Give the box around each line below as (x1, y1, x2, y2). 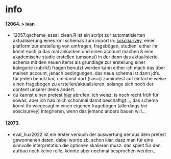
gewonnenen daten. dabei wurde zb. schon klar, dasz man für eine (12, 137, 153, 143)
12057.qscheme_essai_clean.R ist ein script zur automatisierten (12, 32, 145, 38)
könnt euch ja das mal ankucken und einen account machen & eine (12, 49, 154, 55)
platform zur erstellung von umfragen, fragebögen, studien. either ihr (12, 43, 158, 49)
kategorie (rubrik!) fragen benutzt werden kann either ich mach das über (12, 65, 166, 71)
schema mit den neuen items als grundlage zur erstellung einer (12, 59, 145, 65)
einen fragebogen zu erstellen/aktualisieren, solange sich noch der (12, 81, 154, 87)
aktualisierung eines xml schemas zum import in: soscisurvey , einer (12, 37, 155, 44)
